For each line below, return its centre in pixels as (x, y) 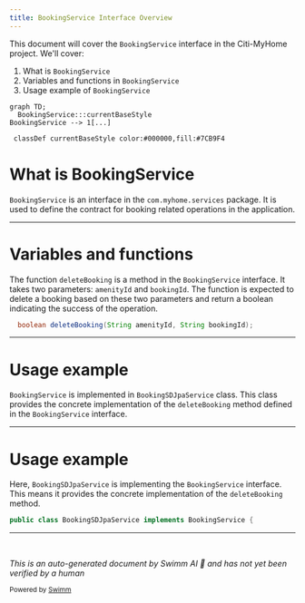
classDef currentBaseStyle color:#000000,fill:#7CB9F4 (119, 138)
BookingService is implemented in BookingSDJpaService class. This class (144, 394)
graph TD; (28, 107)
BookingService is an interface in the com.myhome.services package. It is (143, 199)
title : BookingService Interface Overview (91, 18)
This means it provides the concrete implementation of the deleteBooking (146, 494)
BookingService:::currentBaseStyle (85, 114)
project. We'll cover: (47, 53)
